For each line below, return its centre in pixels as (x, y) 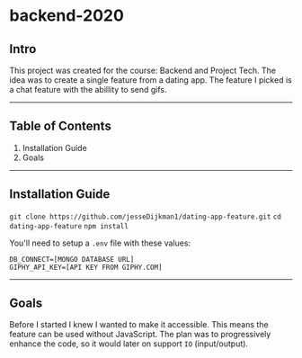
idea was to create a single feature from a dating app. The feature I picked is (151, 80)
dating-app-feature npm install (69, 226)
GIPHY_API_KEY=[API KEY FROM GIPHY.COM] (86, 267)
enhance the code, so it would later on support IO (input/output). (129, 344)
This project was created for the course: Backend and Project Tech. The (143, 70)
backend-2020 (67, 16)
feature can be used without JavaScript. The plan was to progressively (140, 335)
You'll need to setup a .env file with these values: (100, 243)
